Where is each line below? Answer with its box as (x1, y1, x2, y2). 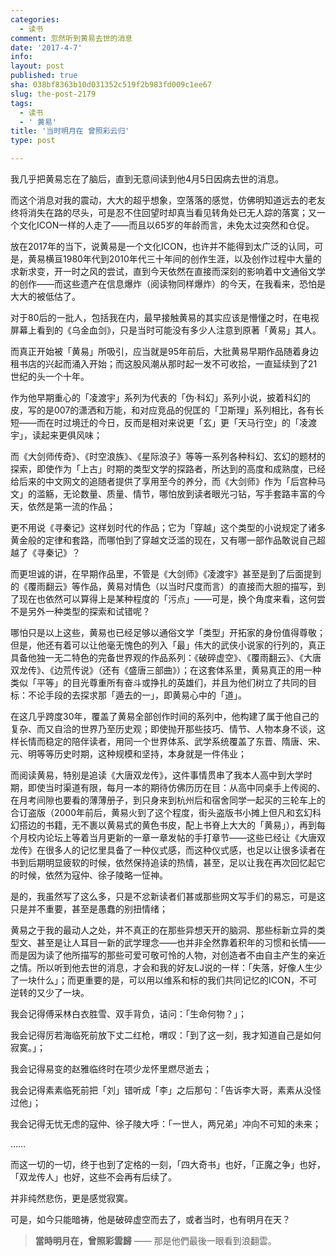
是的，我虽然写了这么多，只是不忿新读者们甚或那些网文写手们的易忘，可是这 (10, 891, 326, 902)
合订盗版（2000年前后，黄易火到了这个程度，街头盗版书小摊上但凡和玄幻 (10, 807, 313, 818)
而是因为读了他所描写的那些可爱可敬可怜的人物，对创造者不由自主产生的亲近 (10, 949, 326, 961)
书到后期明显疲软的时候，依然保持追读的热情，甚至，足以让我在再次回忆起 (10, 857, 317, 868)
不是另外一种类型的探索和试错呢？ (10, 606, 151, 617)
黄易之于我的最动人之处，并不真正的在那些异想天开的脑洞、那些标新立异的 (10, 924, 317, 936)
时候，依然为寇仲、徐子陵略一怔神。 (18, 869, 168, 881)
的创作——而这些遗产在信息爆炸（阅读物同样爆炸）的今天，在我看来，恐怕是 (10, 278, 326, 290)
